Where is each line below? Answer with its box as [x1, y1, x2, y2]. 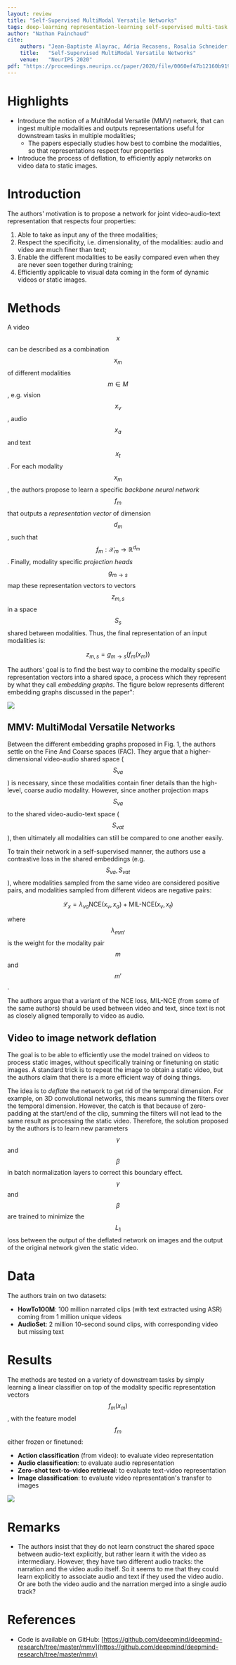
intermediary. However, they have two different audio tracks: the [17, 1557, 204, 1566]
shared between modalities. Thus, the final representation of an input [7, 628, 207, 637]
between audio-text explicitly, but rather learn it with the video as [17, 1550, 206, 1559]
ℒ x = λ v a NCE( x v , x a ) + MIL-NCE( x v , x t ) [63, 899, 173, 910]
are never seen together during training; [17, 260, 133, 268]
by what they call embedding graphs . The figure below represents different [7, 680, 225, 689]
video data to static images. [17, 161, 98, 170]
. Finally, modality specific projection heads [7, 558, 133, 566]
